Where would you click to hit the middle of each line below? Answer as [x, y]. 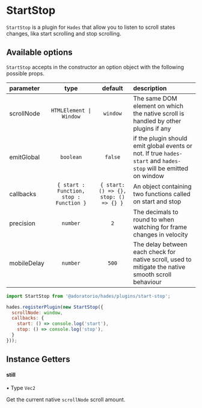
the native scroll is [159, 113]
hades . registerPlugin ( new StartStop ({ [55, 307]
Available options [40, 53]
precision [23, 223]
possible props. [26, 73]
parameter [25, 88]
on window [148, 176]
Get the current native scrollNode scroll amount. [66, 400]
